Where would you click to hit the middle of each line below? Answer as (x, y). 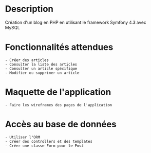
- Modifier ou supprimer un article (42, 73)
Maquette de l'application (58, 92)
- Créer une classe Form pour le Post (44, 146)
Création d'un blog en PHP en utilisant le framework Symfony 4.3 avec (76, 22)
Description (29, 9)
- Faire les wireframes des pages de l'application (58, 105)
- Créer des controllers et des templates (49, 141)
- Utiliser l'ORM (23, 137)
